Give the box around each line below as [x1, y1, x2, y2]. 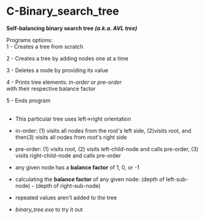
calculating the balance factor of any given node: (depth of [15, 176, 165, 183]
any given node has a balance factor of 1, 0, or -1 [15, 163, 139, 171]
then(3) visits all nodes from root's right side [15, 133, 127, 141]
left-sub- [166, 176, 188, 183]
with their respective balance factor [6, 84, 96, 92]
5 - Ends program [6, 97, 51, 104]
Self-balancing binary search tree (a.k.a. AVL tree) [6, 24, 137, 32]
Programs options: [6, 36, 53, 43]
